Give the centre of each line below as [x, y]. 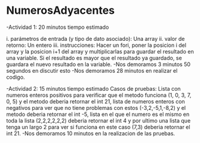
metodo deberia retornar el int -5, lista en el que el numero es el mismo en [98, 114]
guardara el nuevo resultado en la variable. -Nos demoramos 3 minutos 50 [98, 64]
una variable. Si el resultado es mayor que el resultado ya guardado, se [94, 58]
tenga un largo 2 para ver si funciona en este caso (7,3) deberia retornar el [98, 127]
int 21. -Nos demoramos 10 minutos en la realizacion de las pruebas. [91, 133]
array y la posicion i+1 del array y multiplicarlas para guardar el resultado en [100, 51]
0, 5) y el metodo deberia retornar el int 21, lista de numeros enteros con [95, 101]
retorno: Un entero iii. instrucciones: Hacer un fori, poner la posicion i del [96, 45]
